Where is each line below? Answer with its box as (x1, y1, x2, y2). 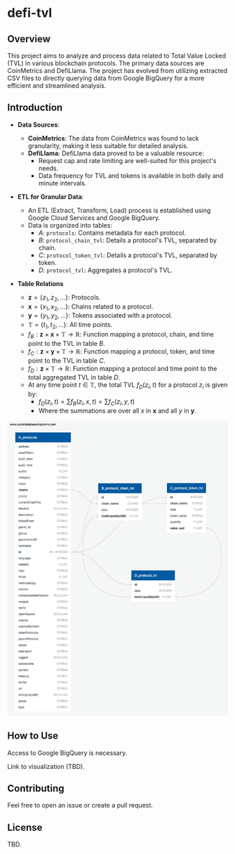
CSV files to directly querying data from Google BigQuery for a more (7, 74, 205, 82)
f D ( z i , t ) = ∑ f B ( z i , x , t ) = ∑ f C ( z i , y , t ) (38, 397, 135, 407)
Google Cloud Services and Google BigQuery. (27, 213, 161, 222)
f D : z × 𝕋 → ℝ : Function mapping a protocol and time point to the (27, 364, 217, 374)
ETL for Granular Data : (17, 192, 84, 201)
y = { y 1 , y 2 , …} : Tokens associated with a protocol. (27, 311, 173, 321)
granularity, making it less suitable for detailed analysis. (27, 141, 189, 150)
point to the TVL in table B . (27, 339, 105, 347)
